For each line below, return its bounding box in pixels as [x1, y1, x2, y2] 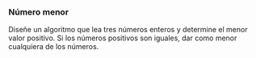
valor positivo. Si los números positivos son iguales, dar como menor [8, 33, 237, 43]
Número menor [8, 6, 69, 18]
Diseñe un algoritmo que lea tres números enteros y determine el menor [8, 25, 248, 35]
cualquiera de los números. [8, 42, 99, 52]
